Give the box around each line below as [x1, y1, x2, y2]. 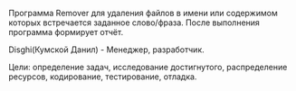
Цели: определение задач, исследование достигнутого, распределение [8, 62, 288, 72]
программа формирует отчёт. [8, 27, 124, 37]
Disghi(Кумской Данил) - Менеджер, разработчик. [8, 44, 205, 55]
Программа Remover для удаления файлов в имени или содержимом [8, 8, 278, 18]
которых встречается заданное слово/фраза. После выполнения [8, 17, 260, 28]
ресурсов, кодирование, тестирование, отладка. [8, 71, 197, 82]
